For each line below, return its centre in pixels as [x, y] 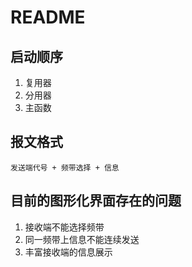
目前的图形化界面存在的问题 [96, 201]
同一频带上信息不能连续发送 [82, 239]
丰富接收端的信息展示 [68, 252]
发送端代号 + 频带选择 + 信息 [65, 167]
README [48, 17]
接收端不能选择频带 [64, 227]
